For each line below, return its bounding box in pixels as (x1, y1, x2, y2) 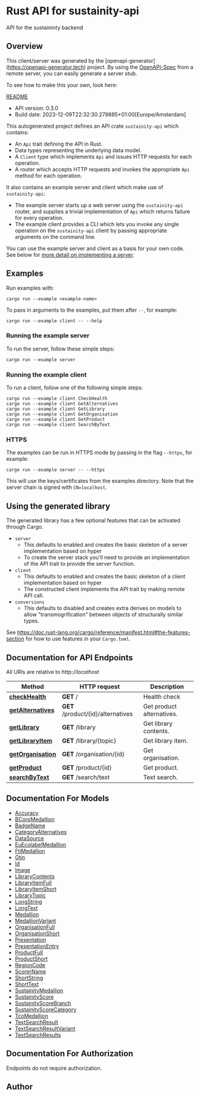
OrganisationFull (14, 923, 55, 931)
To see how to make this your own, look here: (6, 81, 118, 88)
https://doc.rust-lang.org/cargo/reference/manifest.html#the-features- (17, 629, 190, 636)
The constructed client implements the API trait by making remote (23, 586, 185, 593)
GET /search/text (61, 773, 110, 781)
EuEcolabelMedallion (14, 841, 67, 848)
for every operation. (14, 214, 64, 221)
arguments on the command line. (14, 233, 96, 240)
